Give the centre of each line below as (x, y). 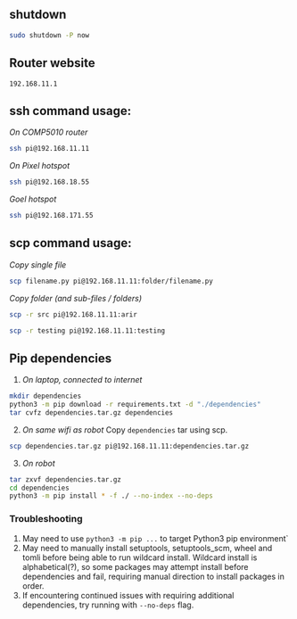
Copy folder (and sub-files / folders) (76, 298)
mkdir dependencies (45, 396)
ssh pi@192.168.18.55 (49, 182)
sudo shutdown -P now (49, 35)
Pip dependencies (61, 358)
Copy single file (38, 264)
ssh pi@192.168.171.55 (51, 216)
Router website (52, 63)
